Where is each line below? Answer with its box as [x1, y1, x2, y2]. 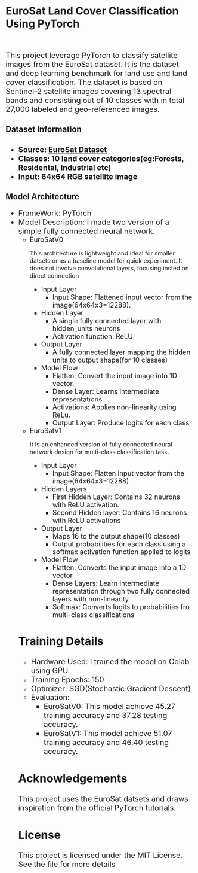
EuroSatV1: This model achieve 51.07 [44, 729, 172, 738]
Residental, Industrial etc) [18, 163, 112, 172]
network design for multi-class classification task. [29, 448, 169, 456]
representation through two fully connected [52, 587, 190, 596]
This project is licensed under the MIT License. [18, 850, 183, 860]
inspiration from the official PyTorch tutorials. [18, 803, 177, 813]
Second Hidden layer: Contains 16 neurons [52, 509, 187, 517]
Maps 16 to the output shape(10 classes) [52, 532, 180, 541]
